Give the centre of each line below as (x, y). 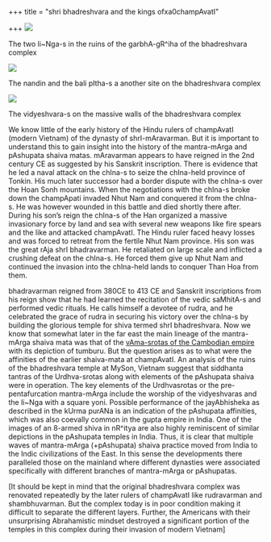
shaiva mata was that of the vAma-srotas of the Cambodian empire (144, 342)
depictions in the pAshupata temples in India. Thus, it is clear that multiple (131, 436)
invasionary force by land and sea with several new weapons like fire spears (135, 224)
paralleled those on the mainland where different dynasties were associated (134, 462)
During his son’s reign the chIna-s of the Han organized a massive (118, 215)
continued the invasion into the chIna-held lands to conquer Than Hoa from (133, 267)
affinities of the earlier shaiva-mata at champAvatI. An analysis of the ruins (132, 359)
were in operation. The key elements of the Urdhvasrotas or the (114, 385)
